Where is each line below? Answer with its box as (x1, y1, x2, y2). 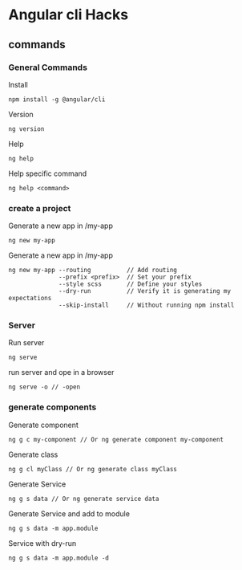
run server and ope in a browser (8, 368, 115, 377)
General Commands (8, 62, 88, 73)
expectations (8, 295, 52, 303)
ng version (8, 124, 45, 133)
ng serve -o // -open (8, 383, 81, 391)
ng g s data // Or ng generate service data (8, 495, 159, 503)
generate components (8, 401, 97, 413)
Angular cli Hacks (8, 6, 129, 24)
